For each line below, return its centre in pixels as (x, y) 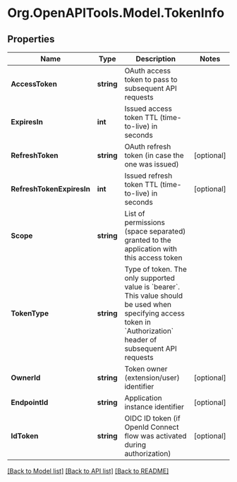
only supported (150, 278)
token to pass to (151, 79)
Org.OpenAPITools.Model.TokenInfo (116, 13)
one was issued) (152, 164)
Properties (31, 39)
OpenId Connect (152, 427)
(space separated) (155, 231)
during (135, 445)
